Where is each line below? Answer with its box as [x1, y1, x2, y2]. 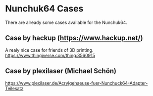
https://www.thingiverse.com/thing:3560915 [5, 52, 95, 58]
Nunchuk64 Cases [5, 3, 84, 14]
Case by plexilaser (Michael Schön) [5, 67, 117, 75]
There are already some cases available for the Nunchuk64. [5, 19, 127, 25]
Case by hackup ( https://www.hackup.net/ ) [5, 34, 143, 42]
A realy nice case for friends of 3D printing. [5, 47, 94, 53]
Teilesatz [5, 85, 24, 91]
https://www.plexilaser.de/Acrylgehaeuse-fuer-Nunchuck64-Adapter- [5, 80, 148, 86]
